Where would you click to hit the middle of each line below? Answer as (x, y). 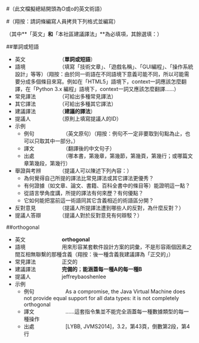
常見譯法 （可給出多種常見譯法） (66, 96)
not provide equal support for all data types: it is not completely (101, 298)
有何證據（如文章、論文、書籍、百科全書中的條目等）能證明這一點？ (107, 185)
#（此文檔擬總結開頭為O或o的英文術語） (56, 9)
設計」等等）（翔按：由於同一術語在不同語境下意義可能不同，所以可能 (99, 74)
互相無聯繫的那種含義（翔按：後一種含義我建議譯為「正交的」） (97, 254)
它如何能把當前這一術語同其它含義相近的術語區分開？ (89, 200)
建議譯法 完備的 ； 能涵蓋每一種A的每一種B (78, 269)
